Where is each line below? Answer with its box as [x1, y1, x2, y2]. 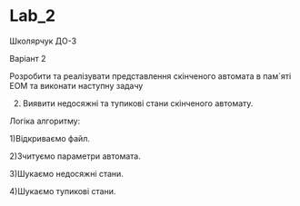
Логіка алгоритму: [9, 115, 81, 126]
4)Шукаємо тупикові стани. [9, 185, 116, 196]
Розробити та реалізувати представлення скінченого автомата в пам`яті [9, 70, 292, 82]
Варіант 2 [9, 53, 47, 64]
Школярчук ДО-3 [9, 35, 77, 46]
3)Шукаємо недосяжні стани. [9, 168, 125, 179]
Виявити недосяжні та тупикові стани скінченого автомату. [22, 97, 254, 109]
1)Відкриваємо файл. [9, 132, 91, 143]
